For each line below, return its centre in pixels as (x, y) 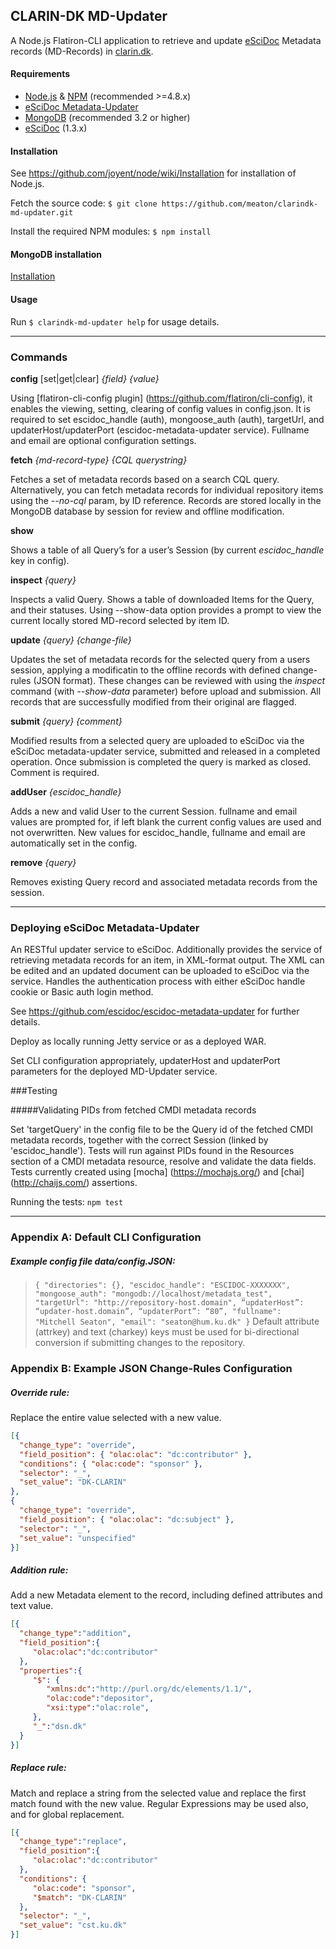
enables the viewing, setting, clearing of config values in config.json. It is (160, 408)
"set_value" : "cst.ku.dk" (73, 1925)
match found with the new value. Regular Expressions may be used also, (159, 1803)
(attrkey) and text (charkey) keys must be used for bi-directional (167, 1332)
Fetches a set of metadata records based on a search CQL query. (145, 479)
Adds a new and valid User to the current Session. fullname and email (154, 811)
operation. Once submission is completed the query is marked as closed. (160, 761)
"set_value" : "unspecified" (78, 1538)
